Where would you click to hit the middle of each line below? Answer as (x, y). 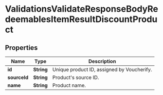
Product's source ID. (76, 77)
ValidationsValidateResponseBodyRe (82, 9)
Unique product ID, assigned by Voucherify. (102, 69)
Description (102, 61)
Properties (21, 47)
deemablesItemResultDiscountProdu (81, 19)
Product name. (69, 85)
